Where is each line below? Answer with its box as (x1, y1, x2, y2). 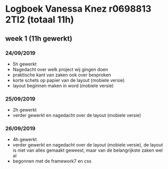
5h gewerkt (12, 61, 37, 67)
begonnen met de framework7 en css (12, 158, 92, 164)
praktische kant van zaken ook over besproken (12, 72, 111, 78)
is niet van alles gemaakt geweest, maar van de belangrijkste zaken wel (12, 147, 163, 153)
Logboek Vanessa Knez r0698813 (5, 3, 152, 15)
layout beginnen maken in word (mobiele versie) (12, 82, 114, 89)
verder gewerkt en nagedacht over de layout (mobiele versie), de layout (12, 142, 163, 148)
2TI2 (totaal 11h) (5, 14, 74, 25)
